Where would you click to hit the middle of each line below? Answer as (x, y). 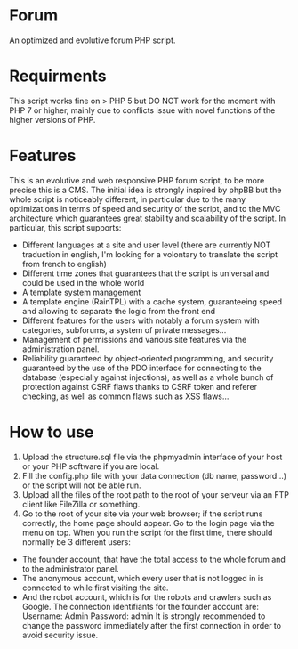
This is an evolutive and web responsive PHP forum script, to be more (137, 180)
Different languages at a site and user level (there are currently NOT (146, 245)
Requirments (58, 76)
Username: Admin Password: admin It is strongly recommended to (144, 616)
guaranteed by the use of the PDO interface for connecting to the (141, 368)
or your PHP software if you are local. (91, 466)
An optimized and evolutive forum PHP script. (93, 40)
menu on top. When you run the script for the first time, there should (147, 532)
